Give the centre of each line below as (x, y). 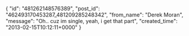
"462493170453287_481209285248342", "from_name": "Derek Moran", (94, 15)
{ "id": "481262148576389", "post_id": (53, 9)
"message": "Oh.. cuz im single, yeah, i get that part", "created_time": (92, 21)
